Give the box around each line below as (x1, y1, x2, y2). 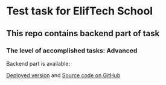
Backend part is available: (6, 60, 71, 67)
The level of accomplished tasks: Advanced (6, 46, 138, 55)
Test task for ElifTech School (6, 4, 153, 18)
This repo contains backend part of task (6, 28, 160, 39)
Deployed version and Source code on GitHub (6, 71, 121, 79)
